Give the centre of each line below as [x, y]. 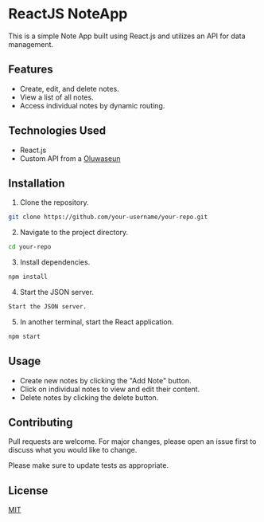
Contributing [41, 422]
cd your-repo [30, 247]
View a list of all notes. [56, 97]
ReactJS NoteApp [68, 14]
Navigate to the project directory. [74, 233]
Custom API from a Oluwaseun [70, 158]
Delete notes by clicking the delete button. [89, 397]
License [28, 491]
